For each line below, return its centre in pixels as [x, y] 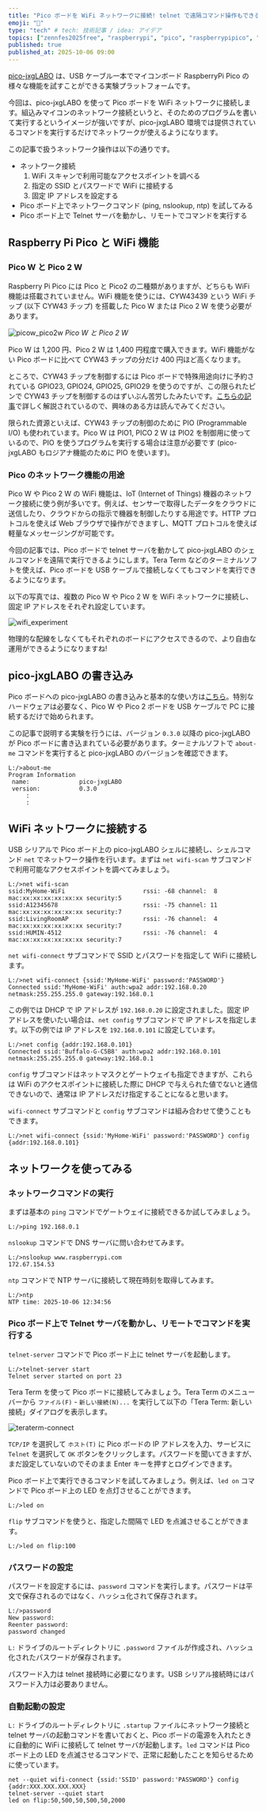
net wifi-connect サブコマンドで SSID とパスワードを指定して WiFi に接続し [133, 955]
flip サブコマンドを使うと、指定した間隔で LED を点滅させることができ [125, 1521]
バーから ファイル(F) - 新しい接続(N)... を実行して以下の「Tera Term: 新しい [130, 1402]
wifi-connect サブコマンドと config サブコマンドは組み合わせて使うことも [130, 1110]
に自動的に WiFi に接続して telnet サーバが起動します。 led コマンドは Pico [129, 1745]
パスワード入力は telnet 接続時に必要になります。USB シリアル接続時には [127, 1674]
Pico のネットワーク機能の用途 [66, 474]
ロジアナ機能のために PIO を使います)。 [109, 452]
